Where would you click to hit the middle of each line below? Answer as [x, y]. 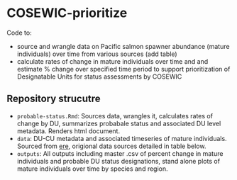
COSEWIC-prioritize [67, 13]
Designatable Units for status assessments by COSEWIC [99, 77]
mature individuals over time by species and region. [92, 169]
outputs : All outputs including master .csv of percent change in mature [120, 153]
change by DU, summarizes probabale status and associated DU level [119, 123]
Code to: [20, 33]
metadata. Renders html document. [68, 131]
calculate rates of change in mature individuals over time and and [112, 61]
